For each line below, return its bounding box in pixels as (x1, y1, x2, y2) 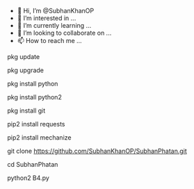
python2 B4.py (7, 174, 50, 182)
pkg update (7, 53, 40, 60)
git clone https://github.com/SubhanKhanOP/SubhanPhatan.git (7, 147, 188, 155)
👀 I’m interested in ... (17, 14, 76, 22)
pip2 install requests (7, 120, 65, 128)
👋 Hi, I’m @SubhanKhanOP (17, 7, 95, 15)
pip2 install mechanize (7, 133, 72, 142)
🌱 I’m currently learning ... (17, 22, 92, 29)
